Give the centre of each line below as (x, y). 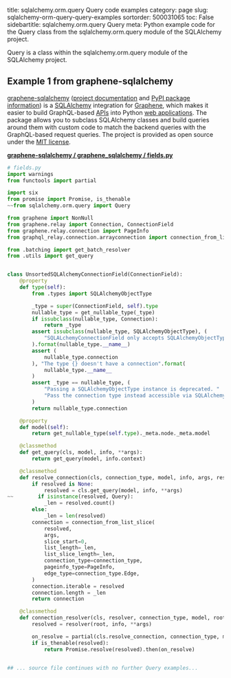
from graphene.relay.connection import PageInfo (78, 231)
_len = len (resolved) (75, 516)
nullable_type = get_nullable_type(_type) (93, 312)
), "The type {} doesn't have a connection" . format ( (109, 364)
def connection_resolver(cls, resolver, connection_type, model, (115, 618)
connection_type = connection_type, (93, 561)
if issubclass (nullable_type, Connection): (95, 319)
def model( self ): (44, 427)
